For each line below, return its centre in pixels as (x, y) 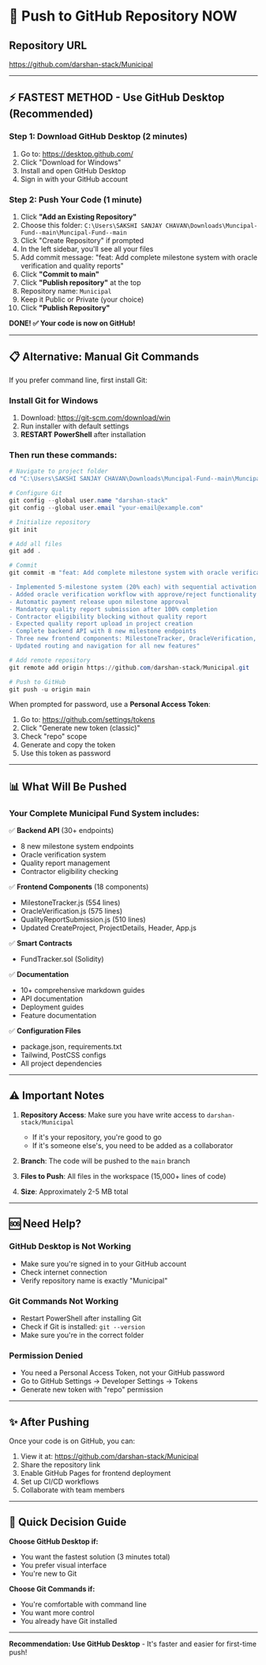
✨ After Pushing (49, 1422)
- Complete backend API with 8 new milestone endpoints (103, 631)
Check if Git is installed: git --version (82, 1326)
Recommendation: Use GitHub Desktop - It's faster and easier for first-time (133, 1644)
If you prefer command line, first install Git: (79, 380)
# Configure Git (36, 493)
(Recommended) (51, 114)
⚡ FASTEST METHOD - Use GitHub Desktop (117, 98)
